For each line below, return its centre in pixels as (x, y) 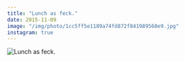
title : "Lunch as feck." (42, 13)
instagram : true (30, 32)
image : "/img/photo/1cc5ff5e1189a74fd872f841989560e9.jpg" (93, 26)
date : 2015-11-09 (32, 20)
